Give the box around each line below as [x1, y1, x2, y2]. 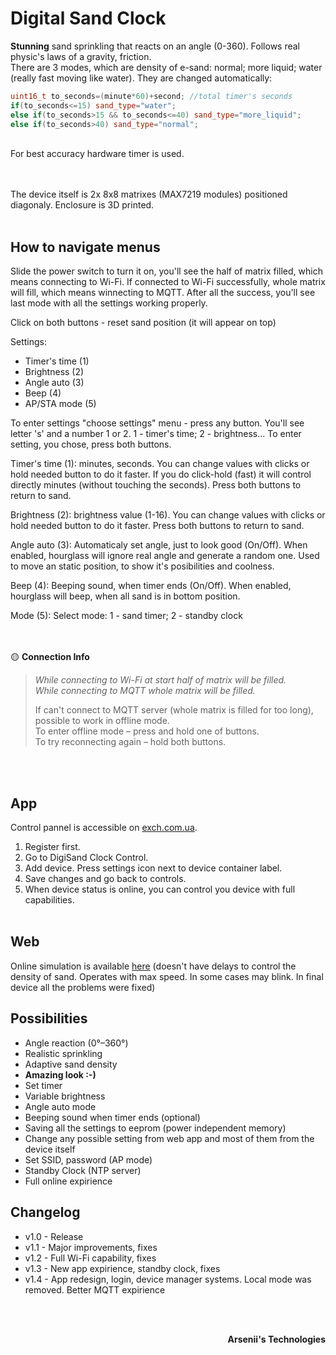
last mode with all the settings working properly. [10, 297, 208, 309]
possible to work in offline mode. [34, 715, 170, 727]
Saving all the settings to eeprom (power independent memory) [24, 1122, 287, 1134]
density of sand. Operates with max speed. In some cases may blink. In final [10, 970, 324, 982]
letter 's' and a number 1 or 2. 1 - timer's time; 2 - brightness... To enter [10, 428, 302, 440]
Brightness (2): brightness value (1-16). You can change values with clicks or [10, 509, 326, 521]
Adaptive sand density [24, 1058, 118, 1070]
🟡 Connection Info [10, 651, 90, 663]
